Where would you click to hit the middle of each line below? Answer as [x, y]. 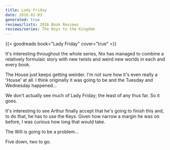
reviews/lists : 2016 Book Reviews [42, 24]
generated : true [23, 20]
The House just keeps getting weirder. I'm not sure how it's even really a [81, 74]
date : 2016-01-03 [24, 15]
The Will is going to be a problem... [42, 132]
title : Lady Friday [26, 10]
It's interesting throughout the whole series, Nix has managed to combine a [84, 54]
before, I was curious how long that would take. [55, 122]
